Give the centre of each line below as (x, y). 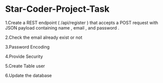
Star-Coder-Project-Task (57, 9)
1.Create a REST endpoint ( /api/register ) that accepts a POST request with (82, 23)
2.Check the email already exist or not (44, 37)
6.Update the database (28, 75)
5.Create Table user (25, 66)
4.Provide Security (24, 56)
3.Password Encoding (27, 47)
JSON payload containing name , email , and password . (62, 28)
